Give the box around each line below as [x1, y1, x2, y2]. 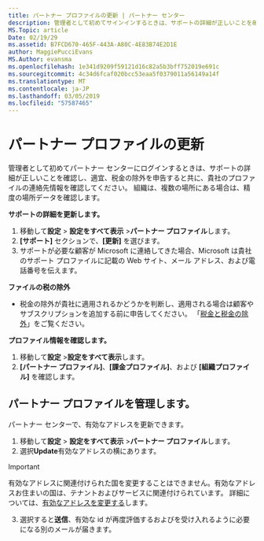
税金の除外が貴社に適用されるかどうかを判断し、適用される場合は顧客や [19, 299, 254, 309]
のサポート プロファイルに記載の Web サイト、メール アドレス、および [19, 256, 249, 265]
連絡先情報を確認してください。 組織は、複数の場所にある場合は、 [28, 183, 244, 193]
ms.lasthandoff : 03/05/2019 [8, 92, 101, 100]
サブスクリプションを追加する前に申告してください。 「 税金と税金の [19, 309, 242, 319]
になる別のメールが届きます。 [19, 524, 116, 534]
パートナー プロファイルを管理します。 [8, 397, 196, 410]
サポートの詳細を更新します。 [8, 209, 104, 219]
